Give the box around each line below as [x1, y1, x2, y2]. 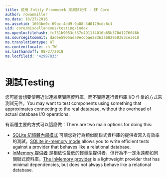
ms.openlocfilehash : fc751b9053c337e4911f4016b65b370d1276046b [5, 30, 140, 35]
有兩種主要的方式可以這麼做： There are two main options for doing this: [5, 122, 153, 128]
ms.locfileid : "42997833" [5, 53, 59, 59]
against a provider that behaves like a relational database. [12, 144, 131, 150]
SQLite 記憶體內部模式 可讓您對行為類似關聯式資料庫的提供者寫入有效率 [12, 132, 160, 138]
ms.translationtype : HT [5, 40, 55, 45]
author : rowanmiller [5, 12, 48, 17]
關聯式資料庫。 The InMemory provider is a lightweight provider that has [12, 156, 160, 162]
